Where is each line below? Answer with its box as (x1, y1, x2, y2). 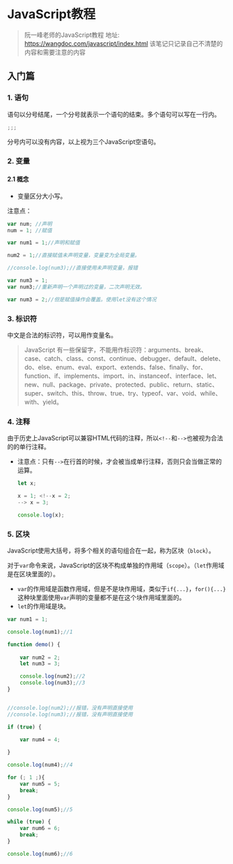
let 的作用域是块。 (17, 602, 70, 610)
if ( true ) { (7, 724, 42, 731)
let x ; (17, 480, 37, 487)
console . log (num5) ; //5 (7, 806, 73, 813)
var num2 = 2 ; (19, 654, 61, 661)
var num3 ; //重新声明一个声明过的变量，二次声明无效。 (7, 283, 145, 291)
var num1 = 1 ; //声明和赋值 (7, 239, 80, 247)
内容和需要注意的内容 (24, 48, 86, 56)
